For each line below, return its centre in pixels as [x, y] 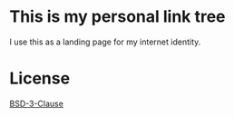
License [40, 78]
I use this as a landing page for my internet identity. [105, 42]
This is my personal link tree [117, 17]
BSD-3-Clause [36, 103]
